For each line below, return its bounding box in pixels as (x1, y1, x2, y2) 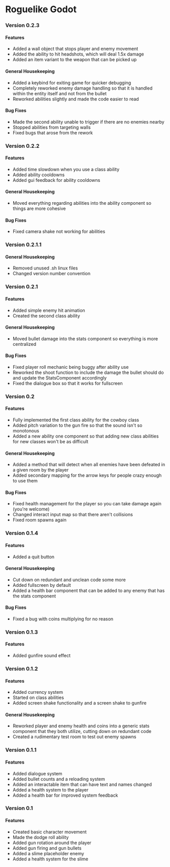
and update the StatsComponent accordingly (12, 374, 107, 381)
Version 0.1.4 (5, 530, 39, 537)
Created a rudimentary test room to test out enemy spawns (12, 734, 137, 740)
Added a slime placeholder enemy (12, 850, 85, 856)
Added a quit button (12, 554, 55, 560)
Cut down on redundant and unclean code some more (12, 577, 126, 583)
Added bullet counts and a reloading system (12, 776, 105, 782)
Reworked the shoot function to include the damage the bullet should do (12, 369, 164, 375)
